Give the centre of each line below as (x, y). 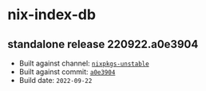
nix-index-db (52, 15)
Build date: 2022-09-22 (55, 80)
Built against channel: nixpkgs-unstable (84, 63)
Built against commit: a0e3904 (67, 72)
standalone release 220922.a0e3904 (103, 44)
